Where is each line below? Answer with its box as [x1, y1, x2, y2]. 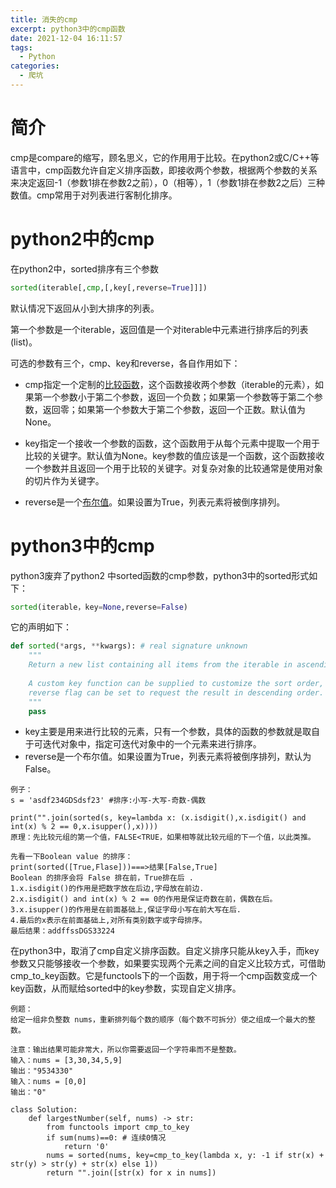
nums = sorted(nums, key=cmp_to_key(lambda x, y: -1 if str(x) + [46, 1151, 325, 1161]
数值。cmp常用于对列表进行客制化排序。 [10, 189, 178, 201]
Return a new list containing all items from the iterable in [28, 660, 293, 670]
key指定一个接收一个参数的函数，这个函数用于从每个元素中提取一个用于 [24, 437, 320, 449]
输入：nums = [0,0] [10, 1077, 87, 1087]
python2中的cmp [10, 228, 155, 250]
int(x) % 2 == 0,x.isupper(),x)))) [10, 822, 159, 832]
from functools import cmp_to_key [46, 1122, 190, 1133]
